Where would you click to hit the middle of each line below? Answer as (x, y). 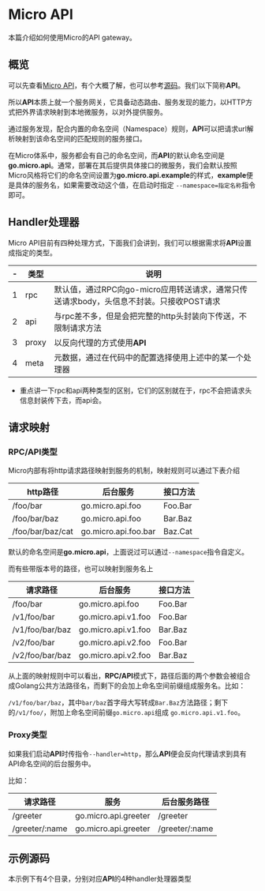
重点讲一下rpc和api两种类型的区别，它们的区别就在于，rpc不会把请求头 (136, 390)
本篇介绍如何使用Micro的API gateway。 (72, 37)
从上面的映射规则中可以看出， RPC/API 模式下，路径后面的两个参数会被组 (126, 676)
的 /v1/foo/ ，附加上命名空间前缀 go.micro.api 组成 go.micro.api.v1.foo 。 (127, 712)
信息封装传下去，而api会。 (63, 400)
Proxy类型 (28, 735)
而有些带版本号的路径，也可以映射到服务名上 (81, 569)
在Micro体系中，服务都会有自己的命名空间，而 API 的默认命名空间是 (116, 155)
